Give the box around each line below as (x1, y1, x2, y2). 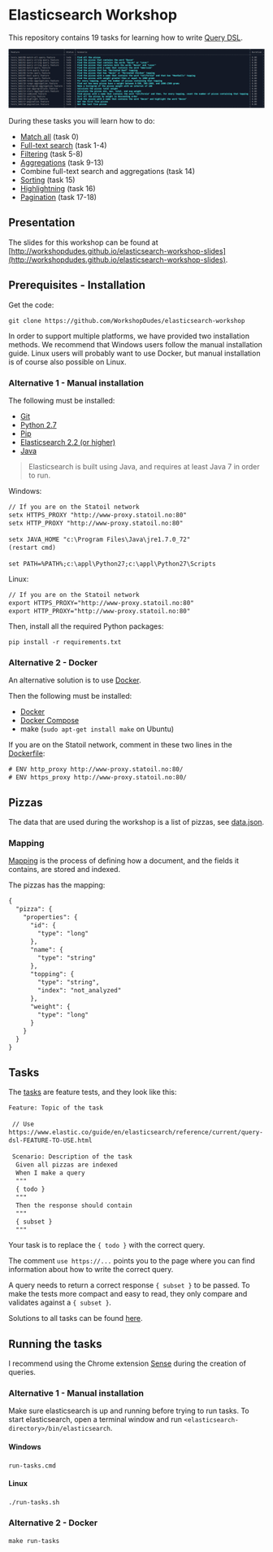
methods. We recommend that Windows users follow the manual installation (8, 339, 262, 349)
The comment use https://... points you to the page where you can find (8, 1256, 256, 1266)
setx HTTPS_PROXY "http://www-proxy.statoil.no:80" (8, 511, 187, 520)
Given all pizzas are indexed (15, 1161, 118, 1169)
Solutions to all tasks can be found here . (8, 1314, 144, 1323)
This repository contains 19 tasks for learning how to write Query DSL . (8, 33, 244, 42)
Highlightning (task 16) (19, 184, 96, 194)
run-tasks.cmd (8, 1462, 57, 1470)
